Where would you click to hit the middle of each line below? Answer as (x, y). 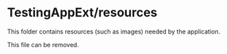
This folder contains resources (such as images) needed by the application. (114, 31)
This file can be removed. (43, 44)
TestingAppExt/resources (82, 13)
